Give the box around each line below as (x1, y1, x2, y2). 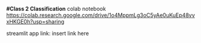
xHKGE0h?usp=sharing (6, 18, 65, 25)
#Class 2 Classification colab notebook (6, 5, 106, 12)
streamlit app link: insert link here (6, 30, 89, 37)
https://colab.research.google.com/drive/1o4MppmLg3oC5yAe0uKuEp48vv (6, 12, 196, 19)
